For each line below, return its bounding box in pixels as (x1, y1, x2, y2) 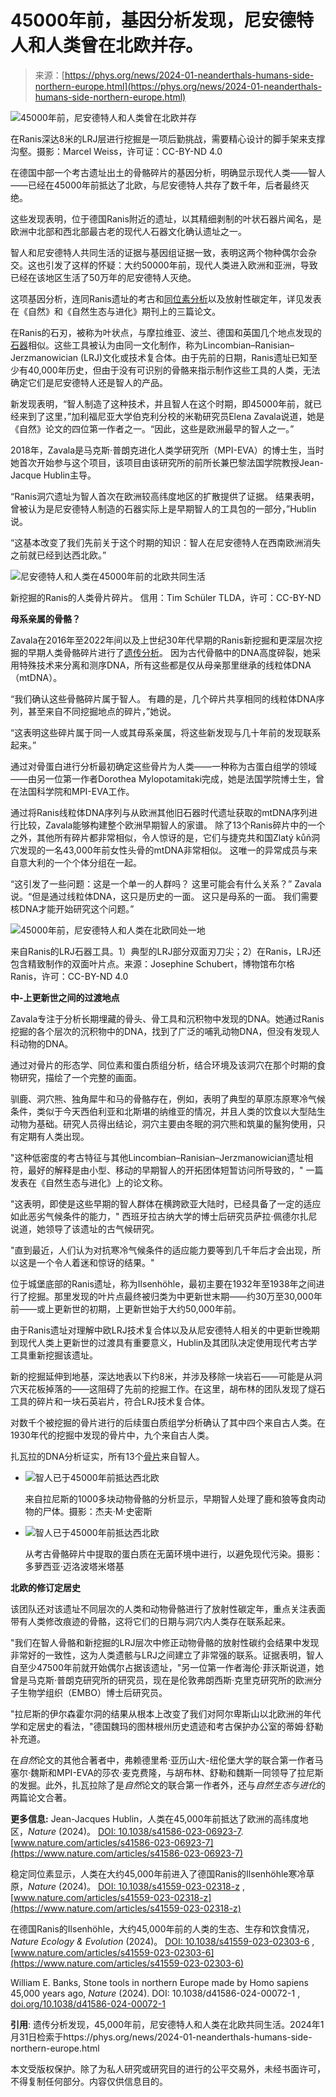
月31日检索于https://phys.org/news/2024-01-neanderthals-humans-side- (10, 2031, 313, 2043)
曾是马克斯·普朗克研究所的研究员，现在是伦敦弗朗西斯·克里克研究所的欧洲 (10, 1674, 314, 1686)
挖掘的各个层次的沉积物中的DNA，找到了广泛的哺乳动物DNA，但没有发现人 (10, 1025, 320, 1037)
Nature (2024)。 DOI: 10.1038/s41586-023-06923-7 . (28, 1825, 244, 1837)
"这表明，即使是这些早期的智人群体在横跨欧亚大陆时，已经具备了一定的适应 (10, 1197, 322, 1210)
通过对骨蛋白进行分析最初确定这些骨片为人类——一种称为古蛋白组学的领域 (10, 760, 317, 772)
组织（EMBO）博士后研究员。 (44, 1686, 168, 1698)
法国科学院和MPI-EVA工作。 (18, 785, 135, 797)
